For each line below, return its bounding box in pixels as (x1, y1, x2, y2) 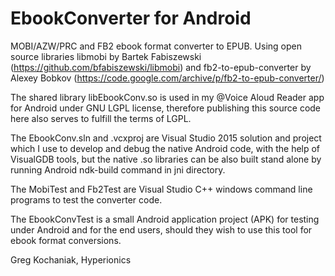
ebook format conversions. (10, 234, 122, 246)
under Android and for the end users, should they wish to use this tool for (10, 223, 313, 236)
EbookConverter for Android (10, 7, 252, 30)
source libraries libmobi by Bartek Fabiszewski (10, 50, 202, 62)
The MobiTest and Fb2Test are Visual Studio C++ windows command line (10, 183, 313, 195)
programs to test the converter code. (10, 193, 163, 206)
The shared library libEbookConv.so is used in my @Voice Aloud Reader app (10, 91, 325, 103)
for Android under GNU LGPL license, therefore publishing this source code (10, 102, 322, 114)
